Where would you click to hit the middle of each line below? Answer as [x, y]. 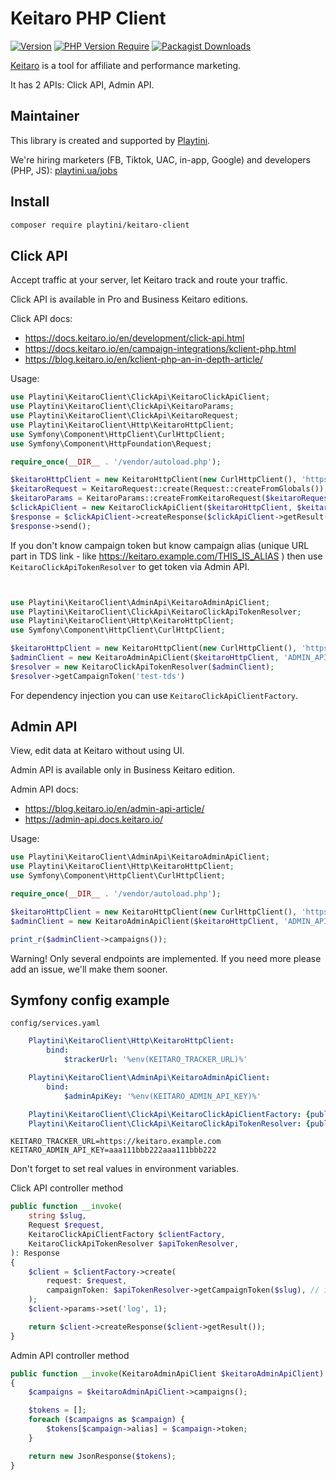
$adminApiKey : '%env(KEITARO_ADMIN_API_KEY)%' [162, 1096]
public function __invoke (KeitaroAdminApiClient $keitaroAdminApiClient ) [167, 1373]
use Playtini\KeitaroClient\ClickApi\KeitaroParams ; [122, 407]
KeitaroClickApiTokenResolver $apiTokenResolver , [134, 1243]
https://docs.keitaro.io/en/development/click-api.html [134, 338]
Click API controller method [67, 1188]
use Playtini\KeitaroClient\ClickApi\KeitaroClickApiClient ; [140, 397]
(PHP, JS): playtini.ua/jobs [64, 170]
